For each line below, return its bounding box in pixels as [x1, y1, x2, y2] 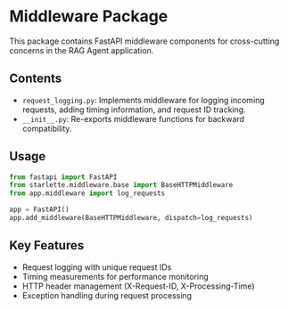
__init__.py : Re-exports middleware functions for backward [21, 113, 245, 124]
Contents [9, 71, 62, 86]
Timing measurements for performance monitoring [21, 271, 209, 281]
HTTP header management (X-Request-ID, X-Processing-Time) [21, 281, 255, 291]
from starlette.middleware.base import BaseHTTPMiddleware [9, 181, 234, 190]
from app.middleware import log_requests [9, 189, 166, 198]
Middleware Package [9, 6, 169, 27]
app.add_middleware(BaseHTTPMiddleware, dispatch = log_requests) [9, 214, 253, 223]
